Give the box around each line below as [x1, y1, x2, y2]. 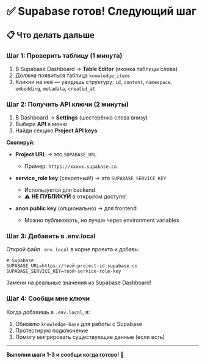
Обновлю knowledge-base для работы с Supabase [15, 320, 142, 327]
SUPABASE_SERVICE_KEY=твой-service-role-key [6, 268, 121, 275]
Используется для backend [24, 186, 96, 194]
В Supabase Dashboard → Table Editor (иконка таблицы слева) [15, 65, 178, 72]
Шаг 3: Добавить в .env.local [6, 232, 96, 240]
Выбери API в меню [15, 121, 67, 128]
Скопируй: [6, 139, 35, 146]
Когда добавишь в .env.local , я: [6, 308, 90, 316]
